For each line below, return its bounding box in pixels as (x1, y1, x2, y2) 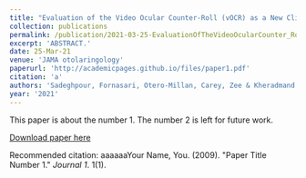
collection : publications (9, 22, 107, 31)
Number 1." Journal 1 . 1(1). (9, 159, 107, 170)
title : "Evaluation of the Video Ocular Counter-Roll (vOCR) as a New (9, 13, 283, 23)
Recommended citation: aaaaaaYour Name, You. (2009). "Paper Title (9, 149, 267, 160)
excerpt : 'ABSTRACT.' (9, 38, 92, 48)
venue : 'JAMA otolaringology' (9, 55, 125, 64)
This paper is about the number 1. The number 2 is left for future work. (9, 114, 274, 125)
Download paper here (9, 132, 91, 143)
